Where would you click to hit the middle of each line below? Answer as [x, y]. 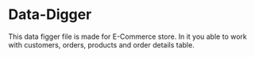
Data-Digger [50, 15]
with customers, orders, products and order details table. [101, 44]
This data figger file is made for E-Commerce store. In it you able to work [128, 36]
